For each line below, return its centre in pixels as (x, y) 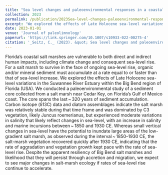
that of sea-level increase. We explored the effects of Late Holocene (75, 77)
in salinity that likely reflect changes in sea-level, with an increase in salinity (83, 120)
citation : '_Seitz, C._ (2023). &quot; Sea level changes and (71, 42)
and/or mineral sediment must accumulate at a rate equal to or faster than (81, 72)
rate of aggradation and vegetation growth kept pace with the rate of (76, 147)
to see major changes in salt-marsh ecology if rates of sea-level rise (75, 162)
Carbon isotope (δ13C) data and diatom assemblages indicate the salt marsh (84, 104)
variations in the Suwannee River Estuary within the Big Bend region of (88, 83)
